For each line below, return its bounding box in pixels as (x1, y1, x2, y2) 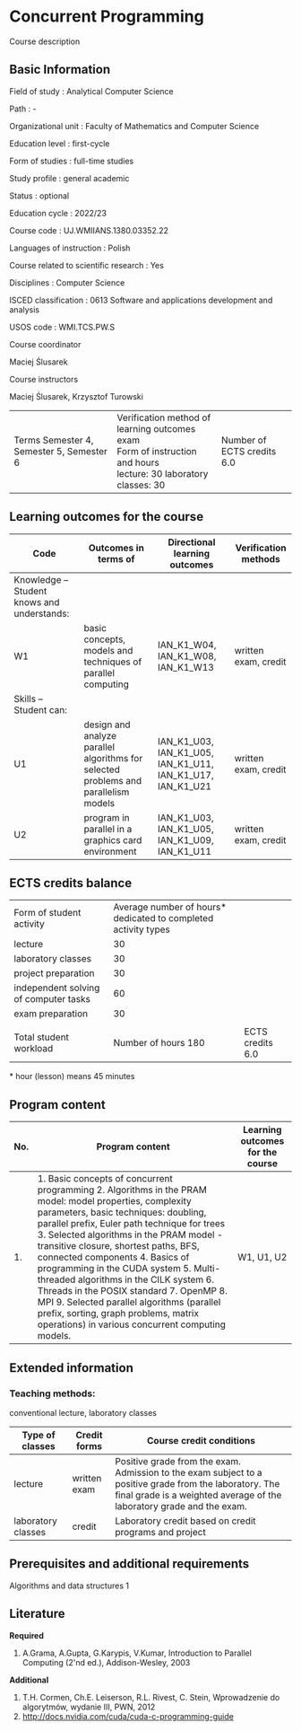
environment (83, 845, 137, 857)
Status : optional (9, 190, 70, 201)
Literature (9, 1606, 65, 1621)
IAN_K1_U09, (157, 833, 214, 846)
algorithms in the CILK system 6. (77, 1273, 215, 1286)
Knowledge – (13, 573, 69, 585)
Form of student (13, 907, 82, 919)
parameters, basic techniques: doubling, (37, 1206, 207, 1218)
